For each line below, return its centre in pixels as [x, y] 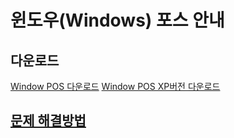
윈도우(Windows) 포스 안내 [117, 20]
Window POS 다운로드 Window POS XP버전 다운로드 [115, 86]
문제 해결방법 [48, 121]
